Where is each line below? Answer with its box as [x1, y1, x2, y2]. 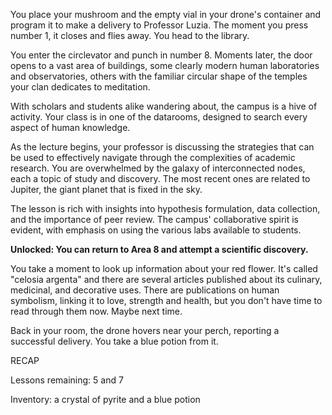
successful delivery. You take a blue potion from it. [10, 335, 219, 347]
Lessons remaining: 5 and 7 [10, 374, 124, 386]
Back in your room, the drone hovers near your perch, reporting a [10, 325, 280, 336]
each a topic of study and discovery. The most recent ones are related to [10, 173, 311, 184]
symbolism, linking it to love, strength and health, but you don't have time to [10, 295, 323, 306]
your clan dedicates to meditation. [10, 81, 151, 93]
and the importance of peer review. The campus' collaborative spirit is [10, 214, 299, 225]
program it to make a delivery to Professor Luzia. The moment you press [10, 19, 309, 31]
